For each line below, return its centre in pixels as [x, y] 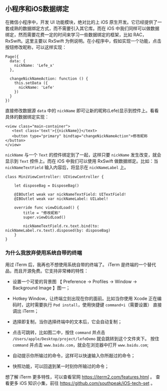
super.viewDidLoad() [44, 217]
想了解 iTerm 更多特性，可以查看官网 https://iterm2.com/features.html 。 [80, 377]
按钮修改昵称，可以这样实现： [36, 47]
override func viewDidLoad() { [47, 207]
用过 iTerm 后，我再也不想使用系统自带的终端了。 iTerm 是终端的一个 [76, 265]
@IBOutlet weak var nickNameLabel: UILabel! [61, 199]
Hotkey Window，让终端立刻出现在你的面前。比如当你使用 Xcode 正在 [85, 299]
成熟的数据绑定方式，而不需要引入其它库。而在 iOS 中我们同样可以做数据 [84, 28]
